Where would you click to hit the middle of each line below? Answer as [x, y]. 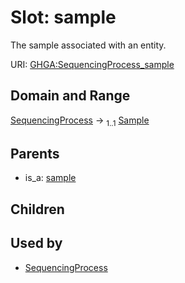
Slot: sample [63, 17]
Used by [36, 243]
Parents [35, 153]
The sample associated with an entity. [88, 45]
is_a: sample [50, 178]
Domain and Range [70, 96]
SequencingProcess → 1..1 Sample [80, 121]
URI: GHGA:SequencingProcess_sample [92, 64]
